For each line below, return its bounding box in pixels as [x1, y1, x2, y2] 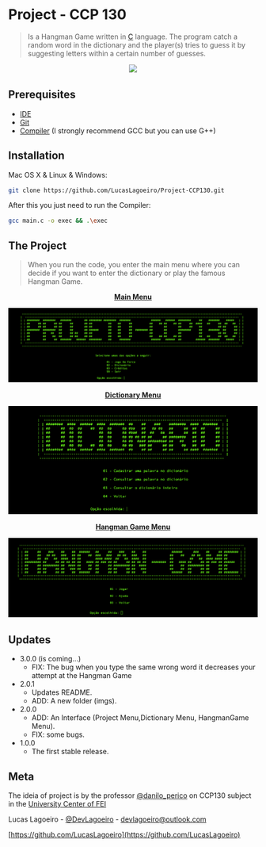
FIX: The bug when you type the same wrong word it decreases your [31, 662, 256, 672]
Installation [8, 149, 65, 163]
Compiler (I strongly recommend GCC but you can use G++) [19, 125, 216, 136]
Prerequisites [8, 88, 76, 102]
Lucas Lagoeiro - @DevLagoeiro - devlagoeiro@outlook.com [8, 814, 207, 824]
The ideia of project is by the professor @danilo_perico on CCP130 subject [8, 791, 252, 800]
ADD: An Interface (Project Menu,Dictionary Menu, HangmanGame [31, 713, 249, 722]
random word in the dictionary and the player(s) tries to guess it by [27, 40, 246, 49]
